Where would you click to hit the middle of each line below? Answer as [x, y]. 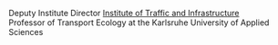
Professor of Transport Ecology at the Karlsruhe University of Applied [139, 22]
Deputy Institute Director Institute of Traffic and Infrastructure [124, 13]
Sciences [26, 32]
